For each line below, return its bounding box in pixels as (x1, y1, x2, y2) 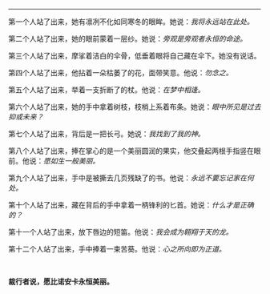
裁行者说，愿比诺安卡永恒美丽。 (8, 277, 114, 286)
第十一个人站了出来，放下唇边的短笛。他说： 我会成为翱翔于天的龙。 (8, 228, 233, 236)
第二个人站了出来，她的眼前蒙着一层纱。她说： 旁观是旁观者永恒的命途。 (8, 34, 247, 43)
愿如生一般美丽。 (43, 156, 100, 165)
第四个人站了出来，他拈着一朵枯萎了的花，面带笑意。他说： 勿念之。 (8, 68, 233, 77)
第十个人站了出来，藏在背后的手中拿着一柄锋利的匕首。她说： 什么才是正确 (8, 200, 254, 209)
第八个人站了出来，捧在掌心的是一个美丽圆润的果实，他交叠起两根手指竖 (8, 146, 247, 155)
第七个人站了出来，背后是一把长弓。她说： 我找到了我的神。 (8, 129, 205, 139)
